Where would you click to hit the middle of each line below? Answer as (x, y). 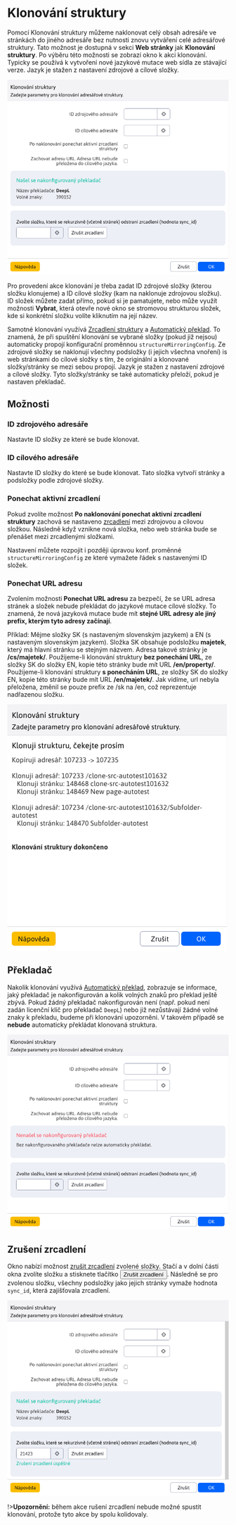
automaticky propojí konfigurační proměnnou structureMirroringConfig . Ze (117, 344)
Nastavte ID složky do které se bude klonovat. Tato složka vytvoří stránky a (116, 473)
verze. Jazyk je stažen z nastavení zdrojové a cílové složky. (93, 70)
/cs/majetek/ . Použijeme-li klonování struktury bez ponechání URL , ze (110, 657)
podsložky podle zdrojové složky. (55, 481)
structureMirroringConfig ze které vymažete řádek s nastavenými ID (107, 557)
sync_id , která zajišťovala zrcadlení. (59, 1291)
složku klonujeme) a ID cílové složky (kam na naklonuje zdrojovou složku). (114, 293)
